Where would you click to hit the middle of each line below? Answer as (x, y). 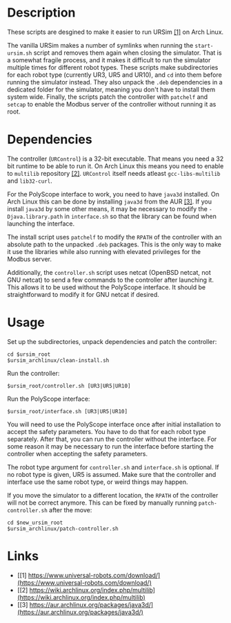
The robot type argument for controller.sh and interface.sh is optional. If (113, 467)
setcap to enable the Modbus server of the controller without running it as (112, 104)
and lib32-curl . (30, 181)
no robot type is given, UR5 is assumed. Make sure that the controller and (112, 474)
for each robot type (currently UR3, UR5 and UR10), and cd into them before (114, 75)
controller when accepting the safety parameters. (78, 453)
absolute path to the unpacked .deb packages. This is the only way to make (114, 244)
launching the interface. (41, 224)
